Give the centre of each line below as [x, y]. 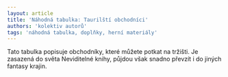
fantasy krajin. [27, 66]
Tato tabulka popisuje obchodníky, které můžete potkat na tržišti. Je [103, 52]
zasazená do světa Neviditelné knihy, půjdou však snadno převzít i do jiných [114, 59]
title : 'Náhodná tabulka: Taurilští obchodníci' [78, 20]
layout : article [30, 13]
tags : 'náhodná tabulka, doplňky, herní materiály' [82, 32]
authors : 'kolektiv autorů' [47, 26]
